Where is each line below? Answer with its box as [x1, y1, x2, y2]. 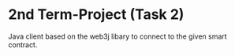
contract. [8, 39, 38, 49]
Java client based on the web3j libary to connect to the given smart [8, 32, 227, 41]
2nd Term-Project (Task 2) [8, 6, 185, 24]
